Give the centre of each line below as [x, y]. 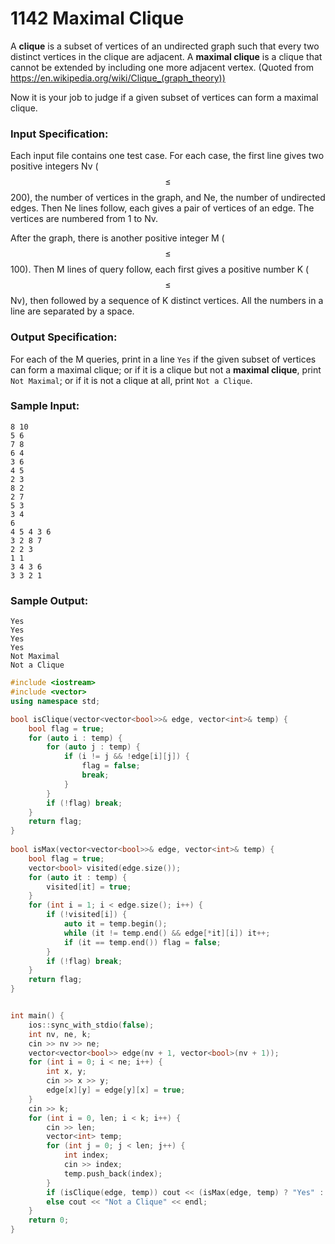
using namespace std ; [55, 701]
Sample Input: [45, 406]
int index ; [86, 1155]
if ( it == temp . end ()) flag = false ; [142, 942]
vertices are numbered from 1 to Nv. [84, 219]
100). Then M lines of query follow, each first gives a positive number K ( [160, 269]
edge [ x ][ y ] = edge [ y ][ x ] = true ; [116, 1090]
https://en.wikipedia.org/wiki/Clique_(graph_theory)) [118, 78]
